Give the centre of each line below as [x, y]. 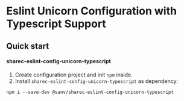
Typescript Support [56, 24]
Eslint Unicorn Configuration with [91, 11]
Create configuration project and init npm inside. [74, 75]
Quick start [28, 46]
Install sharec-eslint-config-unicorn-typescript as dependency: [97, 81]
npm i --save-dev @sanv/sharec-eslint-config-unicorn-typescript [90, 92]
